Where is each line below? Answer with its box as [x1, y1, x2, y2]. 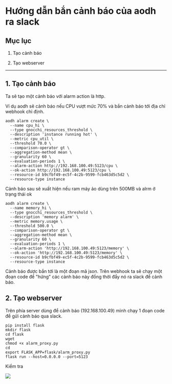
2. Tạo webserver [5, 294, 62, 303]
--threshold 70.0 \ [10, 141, 52, 146]
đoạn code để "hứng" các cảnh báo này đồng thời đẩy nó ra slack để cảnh [5, 273, 163, 280]
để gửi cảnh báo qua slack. [5, 313, 62, 319]
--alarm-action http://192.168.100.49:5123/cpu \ [10, 163, 118, 168]
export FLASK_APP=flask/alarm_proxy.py [5, 350, 91, 355]
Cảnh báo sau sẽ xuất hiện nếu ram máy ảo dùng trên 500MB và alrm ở [5, 185, 156, 191]
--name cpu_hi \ [10, 123, 45, 128]
